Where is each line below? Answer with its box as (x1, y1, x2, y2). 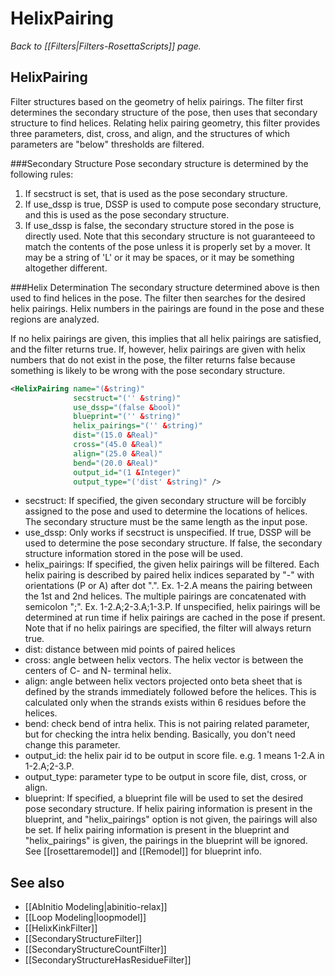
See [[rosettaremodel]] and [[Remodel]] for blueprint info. (24, 845, 263, 857)
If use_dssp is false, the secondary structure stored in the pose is (24, 219, 295, 231)
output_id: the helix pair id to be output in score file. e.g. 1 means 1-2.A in (24, 750, 325, 762)
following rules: (10, 168, 74, 180)
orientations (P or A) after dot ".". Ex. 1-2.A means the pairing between (24, 580, 313, 592)
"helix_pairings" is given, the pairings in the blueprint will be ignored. (24, 835, 308, 847)
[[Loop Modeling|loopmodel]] (24, 912, 147, 924)
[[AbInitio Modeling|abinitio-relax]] (24, 901, 168, 913)
